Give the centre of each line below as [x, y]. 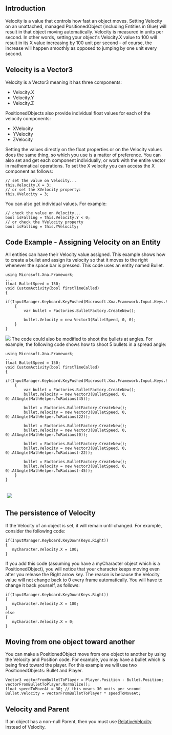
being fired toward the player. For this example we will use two [71, 665]
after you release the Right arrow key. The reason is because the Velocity [82, 574]
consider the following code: [35, 531]
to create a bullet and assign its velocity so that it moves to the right [77, 260]
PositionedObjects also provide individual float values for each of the [78, 113]
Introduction [26, 8]
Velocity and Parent [37, 709]
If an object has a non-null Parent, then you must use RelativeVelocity [79, 722]
